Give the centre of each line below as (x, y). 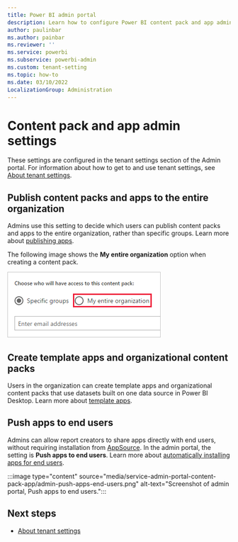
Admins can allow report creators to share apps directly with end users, (112, 440)
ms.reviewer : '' (31, 45)
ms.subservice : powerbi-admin (52, 60)
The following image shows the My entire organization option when (107, 254)
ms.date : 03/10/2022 (38, 82)
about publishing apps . (41, 241)
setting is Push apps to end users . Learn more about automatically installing (119, 455)
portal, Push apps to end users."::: (57, 491)
